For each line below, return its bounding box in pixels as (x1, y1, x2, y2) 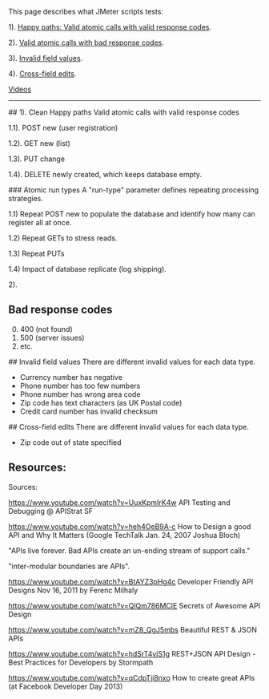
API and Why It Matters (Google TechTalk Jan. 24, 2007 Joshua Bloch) (8, 530, 241, 539)
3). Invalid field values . (8, 54, 83, 63)
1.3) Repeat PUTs (8, 248, 66, 258)
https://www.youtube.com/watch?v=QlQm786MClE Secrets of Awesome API (8, 600, 261, 610)
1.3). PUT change (8, 154, 66, 164)
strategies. (8, 194, 44, 203)
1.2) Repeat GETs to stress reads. (8, 233, 118, 243)
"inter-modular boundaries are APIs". (8, 561, 130, 571)
